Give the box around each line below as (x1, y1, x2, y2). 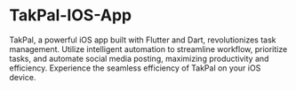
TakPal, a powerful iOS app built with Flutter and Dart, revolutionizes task (9, 34, 277, 45)
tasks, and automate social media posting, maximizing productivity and (9, 53, 269, 64)
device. (9, 71, 36, 82)
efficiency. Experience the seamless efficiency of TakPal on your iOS (9, 63, 261, 73)
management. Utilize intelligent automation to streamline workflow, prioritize (9, 43, 288, 54)
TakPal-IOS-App (9, 5, 132, 26)
